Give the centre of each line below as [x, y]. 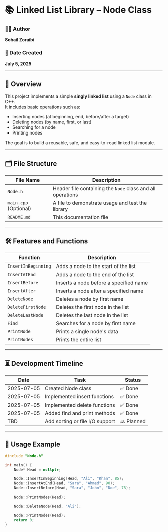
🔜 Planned [133, 421]
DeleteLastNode [26, 315]
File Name [28, 180]
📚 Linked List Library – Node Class [79, 10]
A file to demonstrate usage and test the [100, 203]
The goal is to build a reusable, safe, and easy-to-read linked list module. [80, 142]
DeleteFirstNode [27, 307]
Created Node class [68, 388]
